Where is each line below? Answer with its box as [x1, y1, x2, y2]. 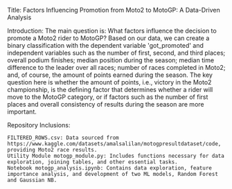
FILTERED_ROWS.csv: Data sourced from [7, 134, 119, 141]
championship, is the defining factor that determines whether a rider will [7, 86, 213, 93]
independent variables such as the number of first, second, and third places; [7, 48, 226, 57]
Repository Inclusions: [7, 121, 71, 129]
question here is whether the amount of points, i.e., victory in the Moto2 [7, 78, 212, 86]
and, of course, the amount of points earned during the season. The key [7, 71, 213, 79]
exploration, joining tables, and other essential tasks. [7, 159, 178, 165]
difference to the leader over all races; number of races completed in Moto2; [7, 64, 226, 71]
